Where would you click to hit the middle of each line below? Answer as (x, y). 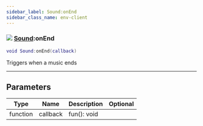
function (21, 114)
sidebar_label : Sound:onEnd (42, 12)
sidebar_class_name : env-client (47, 17)
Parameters (29, 87)
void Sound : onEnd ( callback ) (42, 51)
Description (86, 104)
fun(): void (83, 114)
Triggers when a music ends (42, 62)
